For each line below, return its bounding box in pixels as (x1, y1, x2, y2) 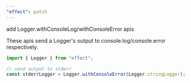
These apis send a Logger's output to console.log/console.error (6, 37, 166, 44)
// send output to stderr (6, 66, 72, 72)
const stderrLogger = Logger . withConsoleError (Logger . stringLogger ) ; (6, 72, 186, 78)
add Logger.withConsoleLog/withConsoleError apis (6, 25, 135, 32)
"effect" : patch (6, 8, 47, 15)
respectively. (6, 43, 38, 51)
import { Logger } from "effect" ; (6, 55, 94, 61)
